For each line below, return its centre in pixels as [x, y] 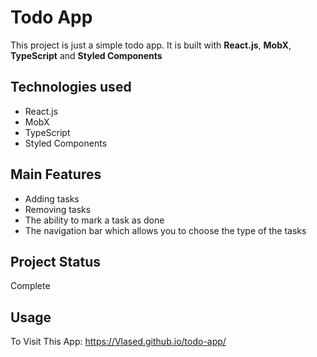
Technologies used [71, 87]
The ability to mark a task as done [94, 220]
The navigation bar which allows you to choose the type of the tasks [165, 230]
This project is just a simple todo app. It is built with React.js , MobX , [151, 45]
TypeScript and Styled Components [86, 55]
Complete [30, 286]
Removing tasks [58, 209]
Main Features [56, 174]
